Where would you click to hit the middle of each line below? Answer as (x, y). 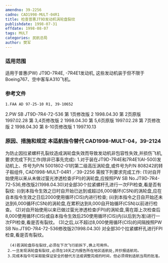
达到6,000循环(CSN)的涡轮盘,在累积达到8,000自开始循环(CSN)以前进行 (79, 203)
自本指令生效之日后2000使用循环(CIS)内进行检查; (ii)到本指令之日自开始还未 (84, 197)
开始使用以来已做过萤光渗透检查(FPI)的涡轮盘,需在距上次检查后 (95, 210)
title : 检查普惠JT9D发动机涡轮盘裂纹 (40, 19)
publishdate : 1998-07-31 (31, 24)
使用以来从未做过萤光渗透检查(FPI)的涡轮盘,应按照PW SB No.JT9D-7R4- (85, 178)
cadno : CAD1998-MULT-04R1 (32, 15)
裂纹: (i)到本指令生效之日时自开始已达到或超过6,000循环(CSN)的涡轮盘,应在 (83, 191)
